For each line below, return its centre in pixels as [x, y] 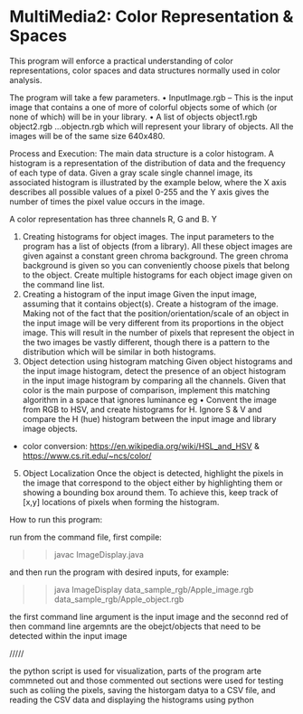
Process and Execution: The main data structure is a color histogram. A [142, 153]
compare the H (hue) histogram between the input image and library [149, 418]
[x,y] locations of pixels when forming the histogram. [121, 502]
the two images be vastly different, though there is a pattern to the [146, 342]
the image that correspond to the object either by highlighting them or [152, 483]
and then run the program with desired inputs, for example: [119, 572]
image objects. [50, 428]
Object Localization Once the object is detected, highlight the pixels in [153, 473]
